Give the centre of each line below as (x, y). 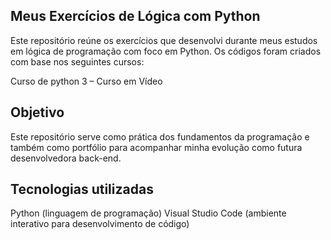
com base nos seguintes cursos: (77, 61)
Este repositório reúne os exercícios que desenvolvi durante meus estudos (164, 40)
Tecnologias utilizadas (82, 189)
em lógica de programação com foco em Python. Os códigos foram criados (166, 51)
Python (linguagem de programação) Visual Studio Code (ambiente (148, 213)
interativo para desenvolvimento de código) (100, 224)
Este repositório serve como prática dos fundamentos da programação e (160, 136)
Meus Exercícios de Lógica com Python (135, 16)
